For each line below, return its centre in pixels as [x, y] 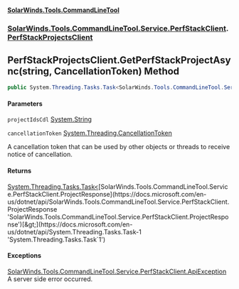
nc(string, [30, 71]
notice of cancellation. [40, 154]
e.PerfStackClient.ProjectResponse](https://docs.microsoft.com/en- [107, 194]
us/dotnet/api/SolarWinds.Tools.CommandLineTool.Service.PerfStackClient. [118, 202]
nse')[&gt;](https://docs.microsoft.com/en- [70, 224]
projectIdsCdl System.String [50, 119]
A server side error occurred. [50, 279]
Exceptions [24, 256]
